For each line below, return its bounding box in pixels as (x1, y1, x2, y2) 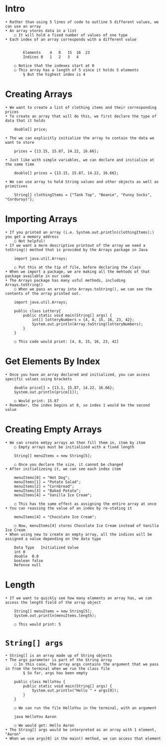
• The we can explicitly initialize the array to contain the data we (5, 135, 155, 140)
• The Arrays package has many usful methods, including (5, 278, 126, 283)
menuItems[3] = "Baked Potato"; (14, 488, 81, 493)
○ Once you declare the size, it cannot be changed (14, 462, 123, 467)
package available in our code (5, 273, 70, 279)
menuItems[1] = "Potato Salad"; (14, 479, 81, 484)
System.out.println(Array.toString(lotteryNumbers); (31, 322, 143, 327)
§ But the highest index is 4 (23, 72, 85, 77)
